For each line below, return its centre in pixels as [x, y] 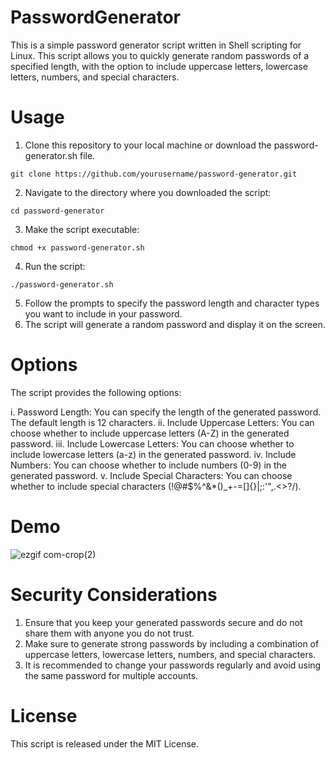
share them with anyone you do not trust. [109, 633]
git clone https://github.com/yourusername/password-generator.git [154, 174]
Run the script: [55, 266]
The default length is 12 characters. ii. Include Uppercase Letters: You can [162, 422]
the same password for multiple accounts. [111, 675]
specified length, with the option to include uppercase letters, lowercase [159, 66]
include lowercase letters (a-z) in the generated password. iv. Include [153, 454]
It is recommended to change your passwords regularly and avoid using [173, 665]
